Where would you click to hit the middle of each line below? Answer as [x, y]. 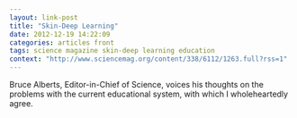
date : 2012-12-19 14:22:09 [60, 34]
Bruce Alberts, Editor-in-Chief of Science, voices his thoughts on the [136, 84]
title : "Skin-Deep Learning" [64, 26]
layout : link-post [44, 17]
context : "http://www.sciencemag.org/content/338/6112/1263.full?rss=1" [148, 59]
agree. [21, 103]
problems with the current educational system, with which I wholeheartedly [149, 94]
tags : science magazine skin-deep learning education [112, 51]
